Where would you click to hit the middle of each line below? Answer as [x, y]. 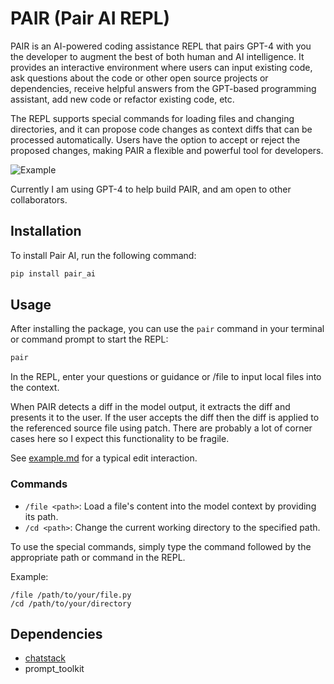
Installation [46, 231]
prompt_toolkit [54, 669]
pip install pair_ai [53, 273]
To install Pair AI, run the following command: [103, 255]
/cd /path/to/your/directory [71, 603]
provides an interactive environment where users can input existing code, [161, 67]
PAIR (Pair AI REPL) [90, 18]
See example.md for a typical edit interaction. [104, 458]
